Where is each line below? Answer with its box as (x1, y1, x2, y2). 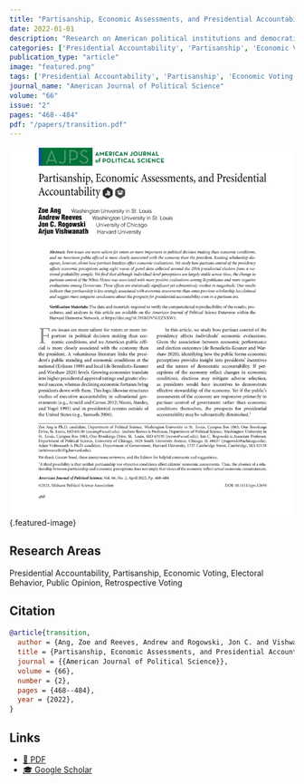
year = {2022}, (17, 695, 75, 704)
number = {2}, (17, 676, 71, 685)
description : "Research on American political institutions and (9, 34, 257, 43)
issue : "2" (9, 101, 51, 110)
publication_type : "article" (9, 53, 119, 63)
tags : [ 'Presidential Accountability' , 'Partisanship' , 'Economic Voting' (9, 73, 298, 82)
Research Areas (9, 544, 101, 559)
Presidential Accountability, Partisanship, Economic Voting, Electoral (9, 567, 264, 578)
